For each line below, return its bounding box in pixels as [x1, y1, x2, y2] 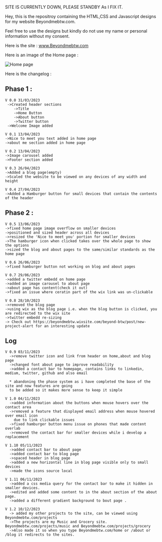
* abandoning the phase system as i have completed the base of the [9, 379, 151, 384]
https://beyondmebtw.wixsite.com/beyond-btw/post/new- [33, 319, 146, 324]
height [5, 178, 18, 184]
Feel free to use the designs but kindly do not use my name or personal [5, 28, 147, 34]
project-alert [5, 323, 34, 328]
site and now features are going [5, 384, 73, 389]
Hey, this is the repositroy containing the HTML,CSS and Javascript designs [5, 14, 156, 19]
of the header [5, 195, 34, 201]
